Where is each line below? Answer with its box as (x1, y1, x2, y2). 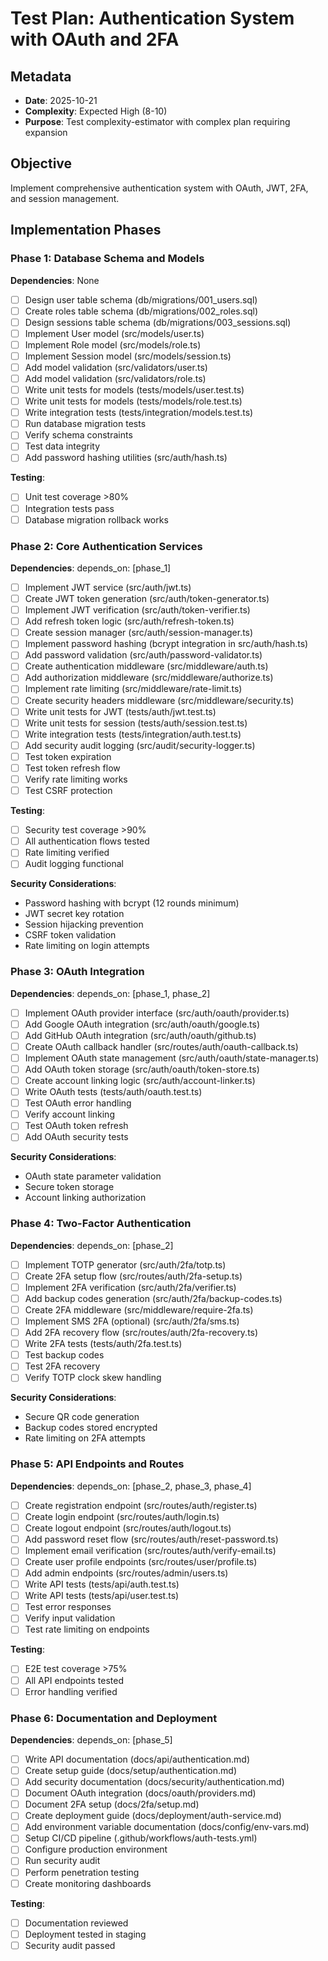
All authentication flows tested (24, 835, 150, 847)
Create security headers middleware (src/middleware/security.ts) (24, 694, 295, 706)
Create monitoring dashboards (24, 1877, 152, 1889)
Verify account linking (24, 1108, 115, 1121)
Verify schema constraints (24, 429, 133, 441)
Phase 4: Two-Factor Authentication (10, 1217, 192, 1231)
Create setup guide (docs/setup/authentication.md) (24, 1764, 237, 1776)
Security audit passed (24, 1939, 116, 1951)
